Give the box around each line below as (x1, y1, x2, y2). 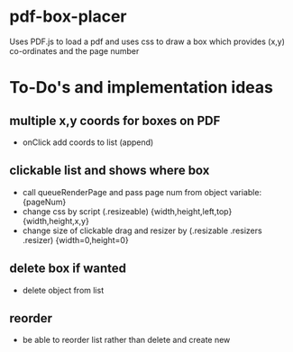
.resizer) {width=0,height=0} (22, 234, 129, 245)
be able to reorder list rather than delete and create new (22, 335, 231, 346)
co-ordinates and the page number (9, 45, 140, 56)
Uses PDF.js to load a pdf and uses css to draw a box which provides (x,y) (9, 36, 286, 47)
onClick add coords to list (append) (22, 137, 154, 148)
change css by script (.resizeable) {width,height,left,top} (22, 205, 233, 217)
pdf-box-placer (9, 6, 127, 27)
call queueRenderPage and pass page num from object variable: (22, 186, 262, 197)
